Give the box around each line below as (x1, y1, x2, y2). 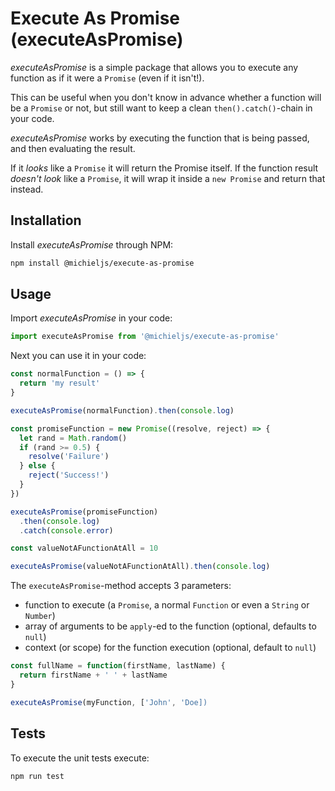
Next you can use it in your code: (10, 350, 147, 362)
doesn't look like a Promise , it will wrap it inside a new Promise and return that (10, 172, 326, 184)
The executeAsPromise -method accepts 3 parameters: (10, 580, 232, 592)
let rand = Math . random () (19, 433, 128, 443)
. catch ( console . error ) (19, 525, 114, 536)
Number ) (24, 610, 56, 622)
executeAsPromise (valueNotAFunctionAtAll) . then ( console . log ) (10, 562, 271, 572)
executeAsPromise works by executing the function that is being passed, (10, 132, 310, 144)
